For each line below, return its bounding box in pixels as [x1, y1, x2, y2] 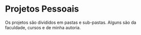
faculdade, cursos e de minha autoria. [5, 24, 81, 30]
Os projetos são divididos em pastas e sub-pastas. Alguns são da [5, 19, 137, 25]
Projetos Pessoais [5, 3, 79, 15]
